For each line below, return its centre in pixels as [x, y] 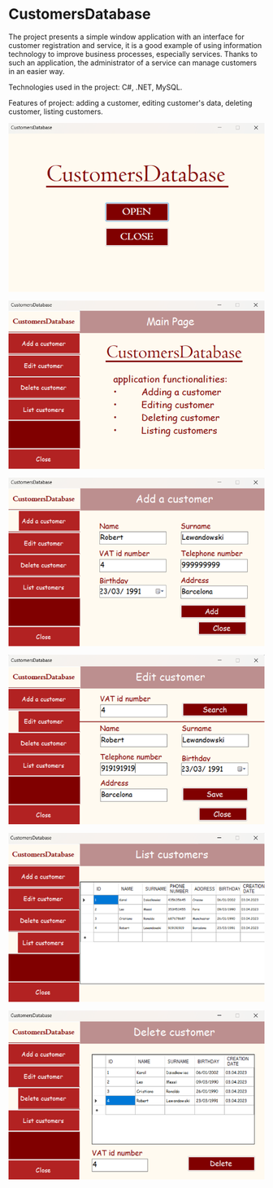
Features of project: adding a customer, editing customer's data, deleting [130, 103]
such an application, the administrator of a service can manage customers [133, 63]
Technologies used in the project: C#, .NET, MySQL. [95, 87]
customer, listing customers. [56, 112]
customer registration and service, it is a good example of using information [135, 45]
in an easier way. [37, 71]
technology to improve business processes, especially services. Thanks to [133, 54]
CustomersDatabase [80, 14]
